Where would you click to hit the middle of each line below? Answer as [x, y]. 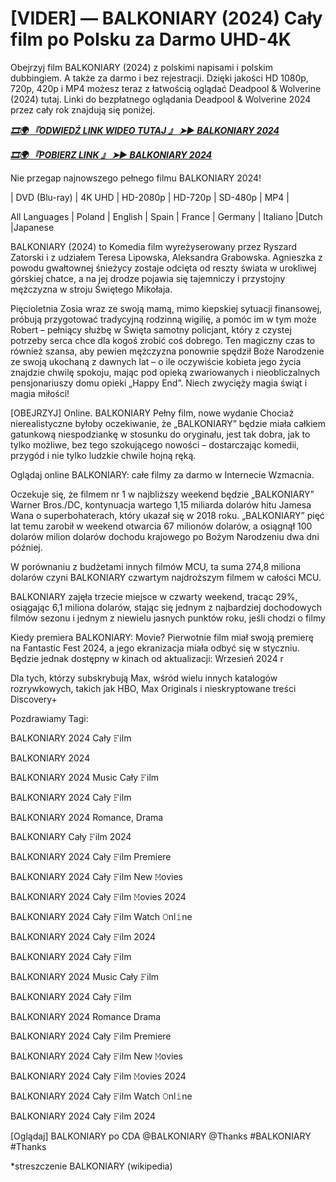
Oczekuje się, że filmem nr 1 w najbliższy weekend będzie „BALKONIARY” [162, 494]
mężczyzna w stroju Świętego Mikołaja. [91, 289]
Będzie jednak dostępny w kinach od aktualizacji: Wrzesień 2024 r [147, 658]
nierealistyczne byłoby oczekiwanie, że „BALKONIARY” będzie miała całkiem [168, 423]
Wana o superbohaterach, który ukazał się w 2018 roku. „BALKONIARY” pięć [167, 515]
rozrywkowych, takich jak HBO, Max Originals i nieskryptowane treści [153, 688]
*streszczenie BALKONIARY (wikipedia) [91, 1166]
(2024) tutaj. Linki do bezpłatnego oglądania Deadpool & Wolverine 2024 [161, 99]
